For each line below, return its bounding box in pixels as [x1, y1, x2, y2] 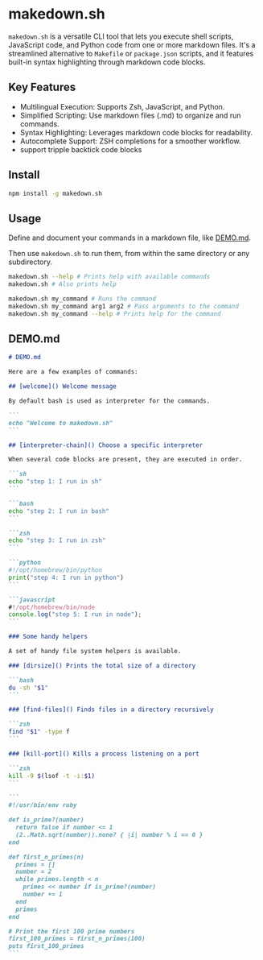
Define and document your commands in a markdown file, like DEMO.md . [8, 233, 252, 242]
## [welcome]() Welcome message [8, 383, 117, 391]
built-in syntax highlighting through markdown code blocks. [8, 57, 207, 67]
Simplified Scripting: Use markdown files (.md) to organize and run [19, 110, 241, 120]
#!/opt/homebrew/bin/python [8, 566, 103, 574]
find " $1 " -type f [8, 728, 70, 736]
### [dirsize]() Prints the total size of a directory [8, 661, 196, 669]
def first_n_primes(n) [8, 853, 84, 861]
